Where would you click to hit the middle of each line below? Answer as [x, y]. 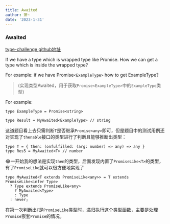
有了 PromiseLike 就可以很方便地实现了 [45, 167]
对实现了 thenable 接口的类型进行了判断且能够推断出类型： [66, 137]
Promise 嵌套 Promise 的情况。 [35, 216]
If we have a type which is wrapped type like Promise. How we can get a [82, 59]
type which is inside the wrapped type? [47, 65]
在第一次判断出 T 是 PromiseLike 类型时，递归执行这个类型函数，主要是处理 [82, 210]
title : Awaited [21, 10]
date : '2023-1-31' [25, 19]
